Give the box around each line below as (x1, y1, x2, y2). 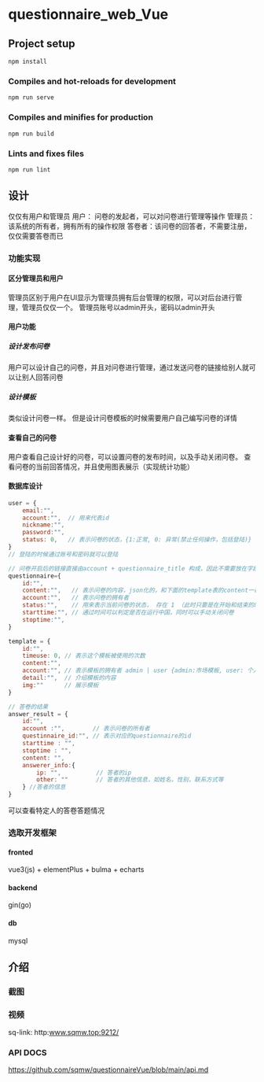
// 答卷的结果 (8, 703, 49, 711)
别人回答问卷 (21, 372, 64, 382)
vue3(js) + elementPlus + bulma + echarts (8, 865, 145, 874)
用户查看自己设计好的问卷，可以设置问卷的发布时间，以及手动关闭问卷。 (8, 452, 242, 461)
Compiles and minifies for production (8, 112, 153, 123)
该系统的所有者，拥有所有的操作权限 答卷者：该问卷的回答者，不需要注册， (8, 221, 251, 231)
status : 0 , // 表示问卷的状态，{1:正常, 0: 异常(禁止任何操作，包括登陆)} (22, 536, 252, 544)
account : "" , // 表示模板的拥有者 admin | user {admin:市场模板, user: (22, 667, 244, 674)
